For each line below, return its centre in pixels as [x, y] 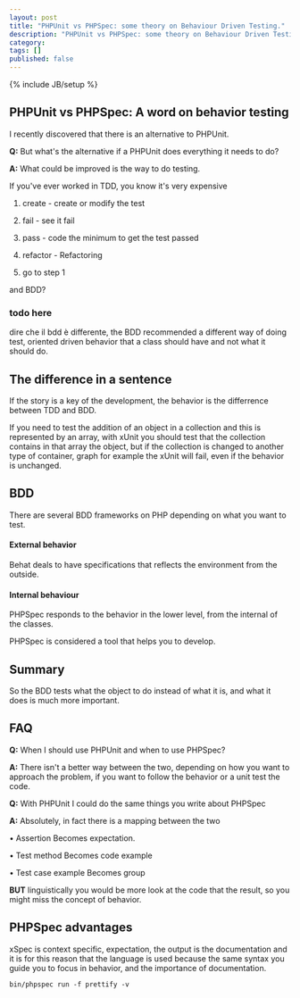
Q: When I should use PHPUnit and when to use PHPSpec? [117, 750]
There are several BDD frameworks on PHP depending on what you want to [148, 515]
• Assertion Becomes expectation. [72, 838]
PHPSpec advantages [71, 928]
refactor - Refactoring [62, 254]
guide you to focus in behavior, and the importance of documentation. [138, 968]
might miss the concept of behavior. [75, 899]
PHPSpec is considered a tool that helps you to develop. [112, 641]
